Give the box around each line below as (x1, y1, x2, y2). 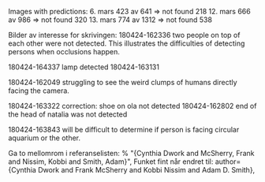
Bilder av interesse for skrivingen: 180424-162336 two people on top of (8, 31, 241, 39)
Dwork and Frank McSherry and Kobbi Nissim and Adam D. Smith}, (38, 165, 256, 174)
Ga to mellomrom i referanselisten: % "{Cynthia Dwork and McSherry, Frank (8, 149, 255, 158)
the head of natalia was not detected (8, 110, 128, 119)
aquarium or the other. (8, 133, 81, 143)
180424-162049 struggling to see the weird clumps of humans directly (8, 78, 238, 87)
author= (215, 157, 241, 166)
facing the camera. (8, 86, 69, 95)
